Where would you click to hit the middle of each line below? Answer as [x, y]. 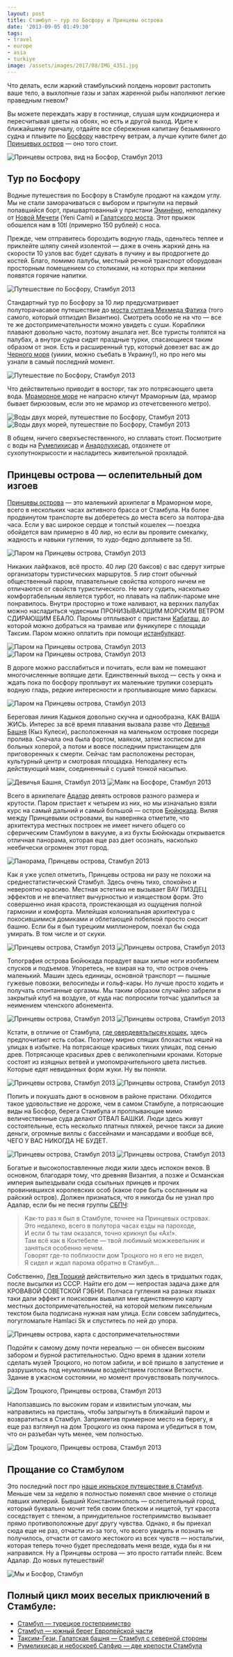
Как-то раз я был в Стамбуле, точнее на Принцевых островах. [117, 1219]
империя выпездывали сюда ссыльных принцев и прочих [93, 1183]
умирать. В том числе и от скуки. [57, 934]
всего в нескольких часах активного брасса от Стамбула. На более [109, 510]
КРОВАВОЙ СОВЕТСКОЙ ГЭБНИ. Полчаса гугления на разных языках [111, 1291]
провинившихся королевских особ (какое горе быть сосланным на [107, 1190]
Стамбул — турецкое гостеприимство [74, 1623]
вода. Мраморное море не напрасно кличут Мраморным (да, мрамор [112, 396]
